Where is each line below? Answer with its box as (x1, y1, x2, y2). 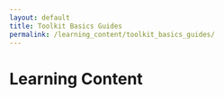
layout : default (9, 13, 70, 22)
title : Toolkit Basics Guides (9, 22, 123, 31)
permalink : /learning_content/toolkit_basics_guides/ (9, 30, 216, 39)
